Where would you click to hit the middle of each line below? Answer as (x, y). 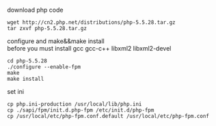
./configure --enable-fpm (44, 67)
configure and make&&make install (56, 41)
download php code (35, 10)
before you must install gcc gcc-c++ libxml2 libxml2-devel (89, 48)
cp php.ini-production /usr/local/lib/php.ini (75, 104)
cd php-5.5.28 (27, 61)
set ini (16, 91)
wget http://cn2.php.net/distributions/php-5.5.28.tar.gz (91, 23)
